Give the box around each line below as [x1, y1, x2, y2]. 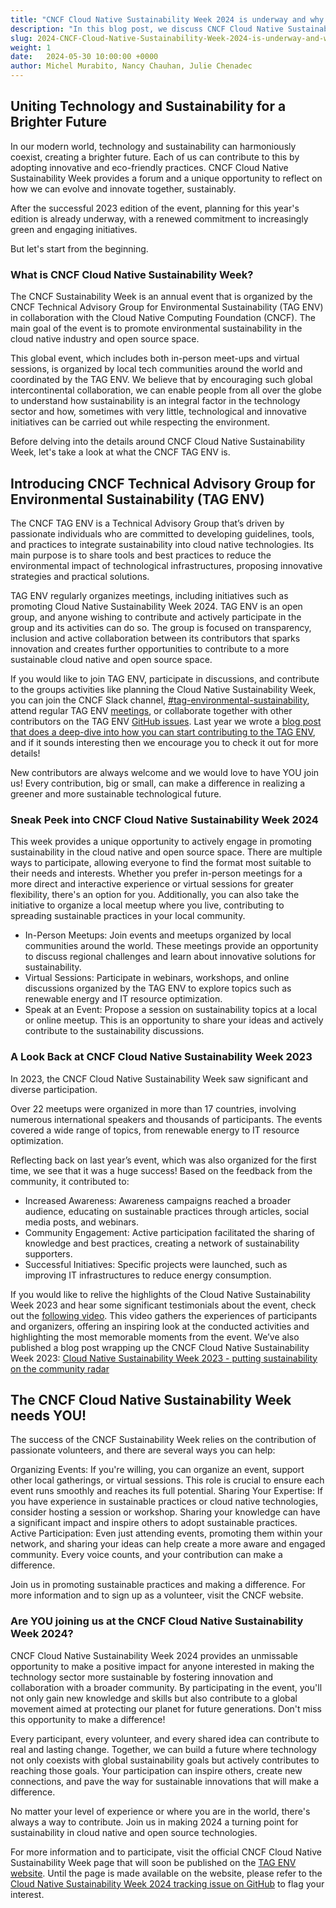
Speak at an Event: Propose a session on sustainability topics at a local [24, 1004, 318, 1016]
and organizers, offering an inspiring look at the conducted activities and [10, 1320, 310, 1332]
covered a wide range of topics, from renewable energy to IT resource [10, 1124, 300, 1136]
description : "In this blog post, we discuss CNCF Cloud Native [10, 24, 284, 34]
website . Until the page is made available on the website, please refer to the [10, 1867, 323, 1879]
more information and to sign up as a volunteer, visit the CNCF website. [10, 1589, 304, 1601]
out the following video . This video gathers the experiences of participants [10, 1309, 318, 1321]
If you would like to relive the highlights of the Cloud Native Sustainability [10, 1288, 311, 1300]
